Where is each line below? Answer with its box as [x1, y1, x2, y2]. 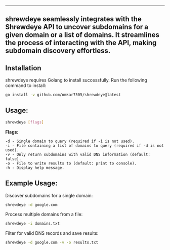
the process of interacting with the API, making [5, 38, 157, 47]
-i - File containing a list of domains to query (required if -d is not [5, 143, 164, 148]
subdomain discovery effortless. [5, 47, 111, 55]
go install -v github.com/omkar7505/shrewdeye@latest [5, 92, 121, 98]
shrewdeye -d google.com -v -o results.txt [5, 240, 99, 245]
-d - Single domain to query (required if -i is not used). [5, 139, 135, 144]
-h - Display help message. [5, 165, 65, 170]
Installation [5, 64, 41, 72]
